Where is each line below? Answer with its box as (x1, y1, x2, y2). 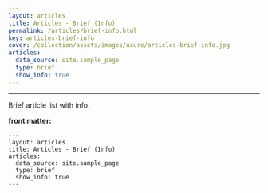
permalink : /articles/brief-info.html (8, 26, 137, 34)
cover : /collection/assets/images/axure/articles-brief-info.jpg (8, 41, 230, 49)
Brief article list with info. (8, 100, 90, 110)
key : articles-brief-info (8, 33, 94, 42)
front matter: (8, 116, 52, 125)
